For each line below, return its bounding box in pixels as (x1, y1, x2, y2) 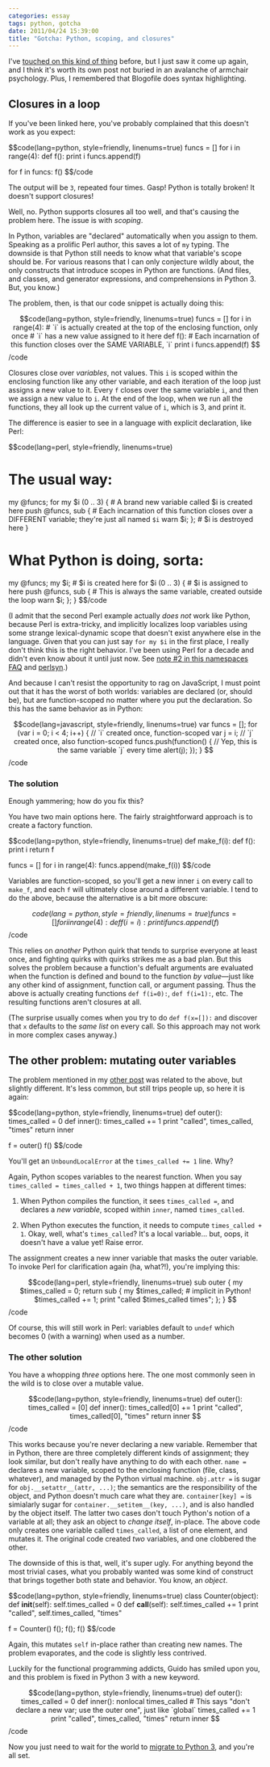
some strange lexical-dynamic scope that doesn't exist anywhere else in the (8, 628, 262, 637)
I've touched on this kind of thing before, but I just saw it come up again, (8, 57, 249, 66)
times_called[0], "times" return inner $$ (69, 1411, 201, 1421)
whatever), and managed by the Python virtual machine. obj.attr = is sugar (8, 1474, 261, 1483)
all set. (8, 1751, 31, 1761)
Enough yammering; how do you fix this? (8, 797, 144, 806)
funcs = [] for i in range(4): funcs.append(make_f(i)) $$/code (8, 860, 211, 870)
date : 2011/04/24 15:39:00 (8, 27, 99, 35)
